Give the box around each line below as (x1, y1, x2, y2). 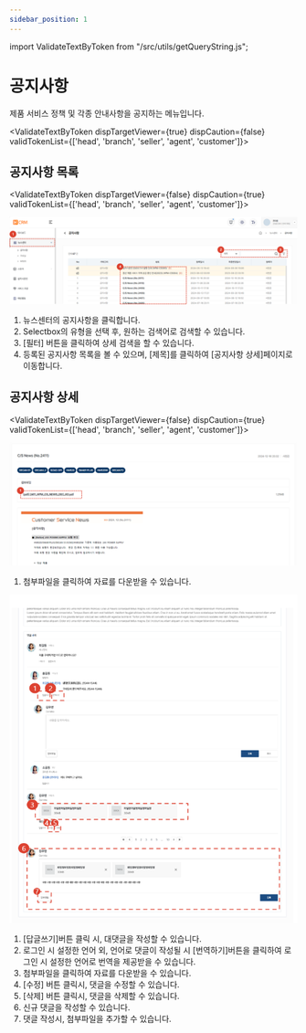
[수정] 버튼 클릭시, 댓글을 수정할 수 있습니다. (22, 979, 180, 990)
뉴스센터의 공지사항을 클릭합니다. (22, 314, 141, 325)
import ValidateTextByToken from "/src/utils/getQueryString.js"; (9, 41, 248, 52)
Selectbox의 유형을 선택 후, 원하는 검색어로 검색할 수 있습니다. (22, 325, 246, 337)
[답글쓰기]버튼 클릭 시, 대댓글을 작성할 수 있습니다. (22, 933, 203, 944)
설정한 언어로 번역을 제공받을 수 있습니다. (49, 956, 196, 967)
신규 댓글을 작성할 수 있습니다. (22, 1002, 131, 1013)
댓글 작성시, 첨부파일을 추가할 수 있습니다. (22, 1014, 172, 1024)
